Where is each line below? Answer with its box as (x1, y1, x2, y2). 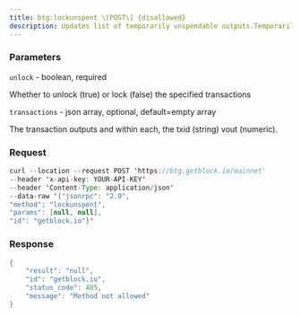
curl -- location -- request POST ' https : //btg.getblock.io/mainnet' (9, 167, 267, 176)
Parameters (9, 51, 61, 64)
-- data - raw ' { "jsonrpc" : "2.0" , (9, 191, 130, 200)
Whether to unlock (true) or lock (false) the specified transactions (9, 89, 252, 100)
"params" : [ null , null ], (9, 208, 102, 217)
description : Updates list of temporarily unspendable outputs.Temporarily (9, 22, 298, 31)
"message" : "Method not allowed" (25, 292, 150, 301)
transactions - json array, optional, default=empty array (9, 106, 217, 117)
